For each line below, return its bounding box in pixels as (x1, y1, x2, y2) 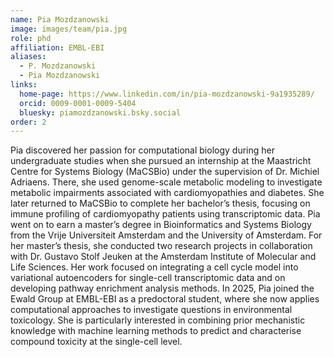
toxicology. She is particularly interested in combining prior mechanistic (10, 314, 306, 326)
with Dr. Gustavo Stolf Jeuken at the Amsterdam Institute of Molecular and (10, 251, 317, 263)
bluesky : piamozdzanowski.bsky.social (19, 107, 182, 118)
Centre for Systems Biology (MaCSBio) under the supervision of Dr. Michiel (10, 166, 320, 178)
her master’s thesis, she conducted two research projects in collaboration (10, 240, 313, 252)
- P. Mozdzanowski (19, 61, 97, 71)
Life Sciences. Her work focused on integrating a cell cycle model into (10, 261, 299, 273)
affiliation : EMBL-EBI (10, 42, 105, 53)
